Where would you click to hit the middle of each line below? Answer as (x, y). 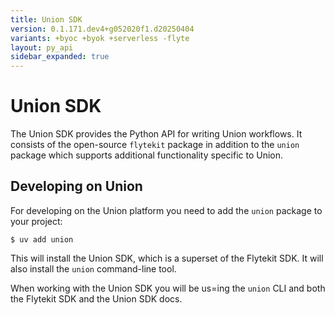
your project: (36, 221)
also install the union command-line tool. (93, 268)
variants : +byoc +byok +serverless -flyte (100, 38)
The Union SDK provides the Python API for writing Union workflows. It (156, 134)
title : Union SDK (46, 19)
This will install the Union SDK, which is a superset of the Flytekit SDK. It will (167, 258)
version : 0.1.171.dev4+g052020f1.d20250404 (102, 29)
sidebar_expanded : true (60, 57)
